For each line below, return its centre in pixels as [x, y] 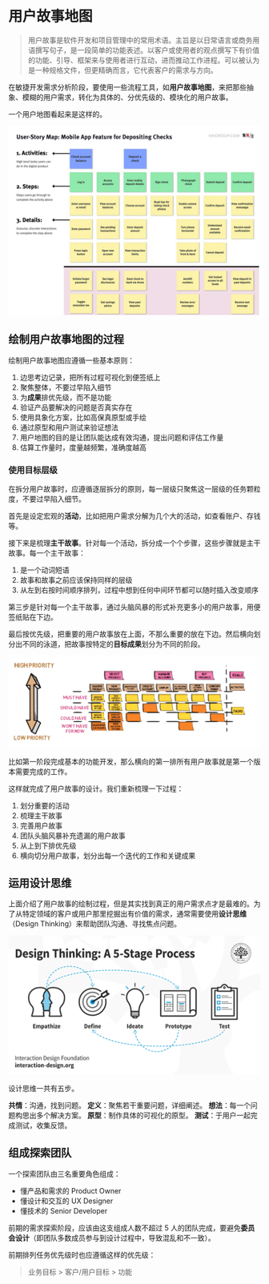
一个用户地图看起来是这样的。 [57, 114]
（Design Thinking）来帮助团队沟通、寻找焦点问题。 [95, 924]
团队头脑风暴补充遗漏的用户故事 [72, 835]
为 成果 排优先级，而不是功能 [66, 397]
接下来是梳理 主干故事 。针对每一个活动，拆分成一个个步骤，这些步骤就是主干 [134, 543]
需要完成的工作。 [43, 771]
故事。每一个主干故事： [47, 553]
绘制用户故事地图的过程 [66, 340]
